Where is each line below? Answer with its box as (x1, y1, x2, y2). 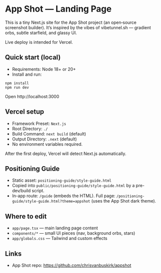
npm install (5, 81, 29, 85)
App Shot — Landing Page (5, 3, 112, 15)
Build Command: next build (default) (12, 131, 86, 136)
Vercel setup (5, 108, 44, 116)
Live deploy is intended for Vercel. (5, 39, 73, 45)
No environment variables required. (12, 141, 83, 147)
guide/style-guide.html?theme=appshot (12, 199, 90, 204)
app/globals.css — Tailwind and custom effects (12, 236, 108, 241)
